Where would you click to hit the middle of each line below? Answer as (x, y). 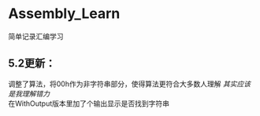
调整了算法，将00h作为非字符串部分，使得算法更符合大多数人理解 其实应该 (129, 84)
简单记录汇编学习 (36, 36)
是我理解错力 (29, 93)
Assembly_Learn (64, 14)
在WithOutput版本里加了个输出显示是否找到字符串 (89, 103)
